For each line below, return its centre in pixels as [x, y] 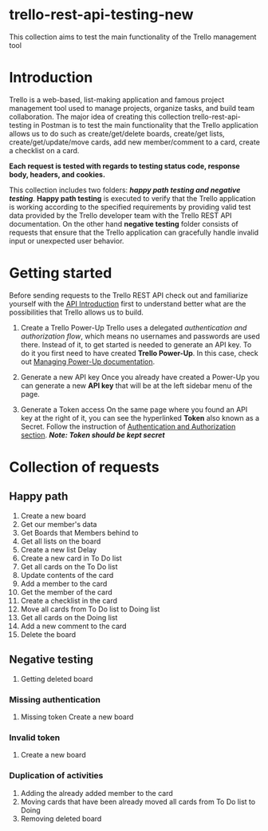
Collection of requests [84, 467]
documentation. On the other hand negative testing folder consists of [124, 224]
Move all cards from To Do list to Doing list [90, 609]
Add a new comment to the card [73, 626]
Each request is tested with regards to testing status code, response [124, 166]
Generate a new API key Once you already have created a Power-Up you [140, 377]
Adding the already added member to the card [97, 793]
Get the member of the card [66, 592]
